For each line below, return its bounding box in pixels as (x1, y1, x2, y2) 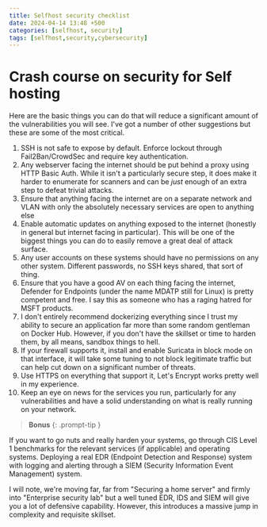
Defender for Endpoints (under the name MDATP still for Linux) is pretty (20, 287, 254, 296)
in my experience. (20, 379, 79, 389)
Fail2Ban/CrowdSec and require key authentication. (20, 152, 189, 161)
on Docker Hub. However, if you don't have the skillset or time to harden (20, 329, 257, 338)
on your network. (20, 405, 77, 414)
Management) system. (9, 469, 82, 479)
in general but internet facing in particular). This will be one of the (20, 228, 235, 237)
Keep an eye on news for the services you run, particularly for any (20, 388, 237, 398)
